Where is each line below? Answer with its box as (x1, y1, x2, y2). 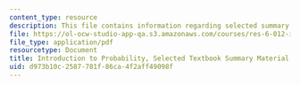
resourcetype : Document (9, 46, 98, 55)
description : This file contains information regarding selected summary (9, 21, 290, 30)
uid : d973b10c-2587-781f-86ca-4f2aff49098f (9, 63, 174, 72)
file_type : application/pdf (9, 37, 114, 47)
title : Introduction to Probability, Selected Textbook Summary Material (9, 54, 290, 63)
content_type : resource (9, 12, 98, 22)
